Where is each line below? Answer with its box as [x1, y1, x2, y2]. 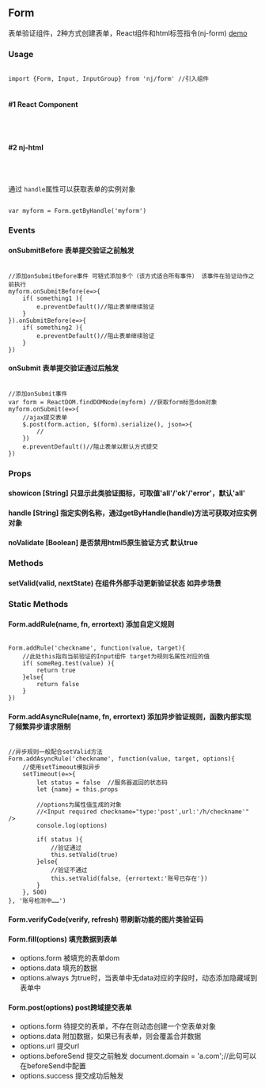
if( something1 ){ [22, 294, 83, 302]
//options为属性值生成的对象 [36, 801, 122, 809]
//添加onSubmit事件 [8, 389, 68, 398]
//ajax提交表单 [22, 413, 68, 422]
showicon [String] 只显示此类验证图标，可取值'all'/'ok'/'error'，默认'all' [8, 488, 245, 498]
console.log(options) [36, 822, 108, 830]
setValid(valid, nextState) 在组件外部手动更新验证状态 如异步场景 [8, 578, 221, 588]
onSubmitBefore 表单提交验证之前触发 [8, 245, 134, 256]
